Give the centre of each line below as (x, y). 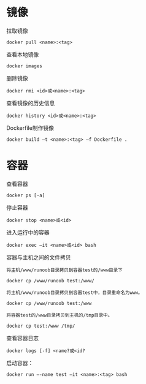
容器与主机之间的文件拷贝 (39, 257)
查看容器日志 (22, 338)
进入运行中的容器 (28, 232)
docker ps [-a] (26, 195)
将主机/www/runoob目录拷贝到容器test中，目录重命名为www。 (75, 292)
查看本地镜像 (22, 54)
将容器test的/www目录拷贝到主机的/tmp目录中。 (60, 315)
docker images (25, 66)
